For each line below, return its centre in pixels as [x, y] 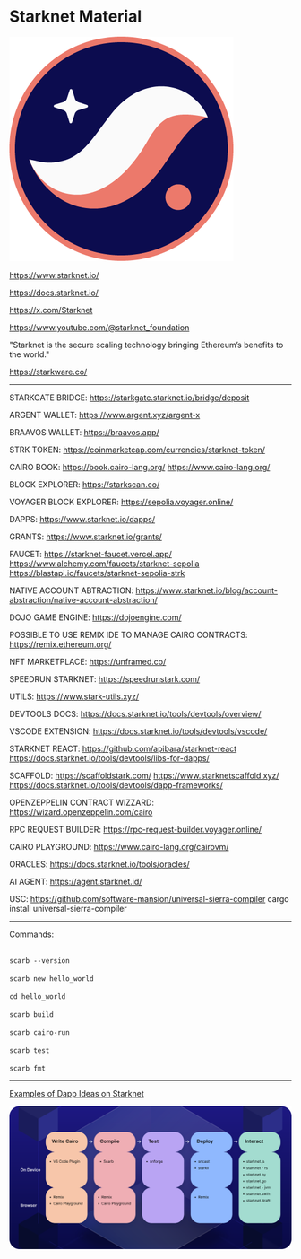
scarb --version [39, 961]
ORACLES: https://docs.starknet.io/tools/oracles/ [99, 864]
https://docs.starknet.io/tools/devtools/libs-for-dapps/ [110, 758]
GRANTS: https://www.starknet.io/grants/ [86, 537]
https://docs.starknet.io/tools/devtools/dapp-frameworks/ [116, 785]
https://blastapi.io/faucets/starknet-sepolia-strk [97, 573]
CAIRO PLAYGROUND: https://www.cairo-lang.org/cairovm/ [119, 846]
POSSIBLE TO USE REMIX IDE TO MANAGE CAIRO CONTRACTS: [129, 634]
